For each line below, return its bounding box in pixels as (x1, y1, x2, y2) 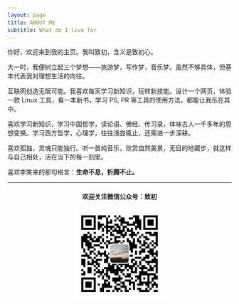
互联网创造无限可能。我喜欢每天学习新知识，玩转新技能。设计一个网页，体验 (7, 87, 232, 95)
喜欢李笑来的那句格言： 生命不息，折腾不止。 (7, 168, 139, 177)
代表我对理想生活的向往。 (13, 72, 89, 80)
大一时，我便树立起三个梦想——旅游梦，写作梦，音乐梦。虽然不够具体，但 (7, 63, 225, 71)
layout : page (7, 11, 46, 19)
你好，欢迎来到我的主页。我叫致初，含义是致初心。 (7, 48, 157, 56)
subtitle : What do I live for (7, 26, 97, 33)
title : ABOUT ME (7, 19, 55, 26)
